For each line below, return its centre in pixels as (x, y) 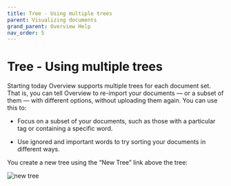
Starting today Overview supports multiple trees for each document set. (109, 86)
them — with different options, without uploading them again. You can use (112, 101)
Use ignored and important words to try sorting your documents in (111, 142)
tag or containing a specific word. (65, 129)
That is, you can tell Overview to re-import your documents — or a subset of (115, 93)
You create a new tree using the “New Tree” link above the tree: (98, 163)
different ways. (38, 149)
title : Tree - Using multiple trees (60, 13)
